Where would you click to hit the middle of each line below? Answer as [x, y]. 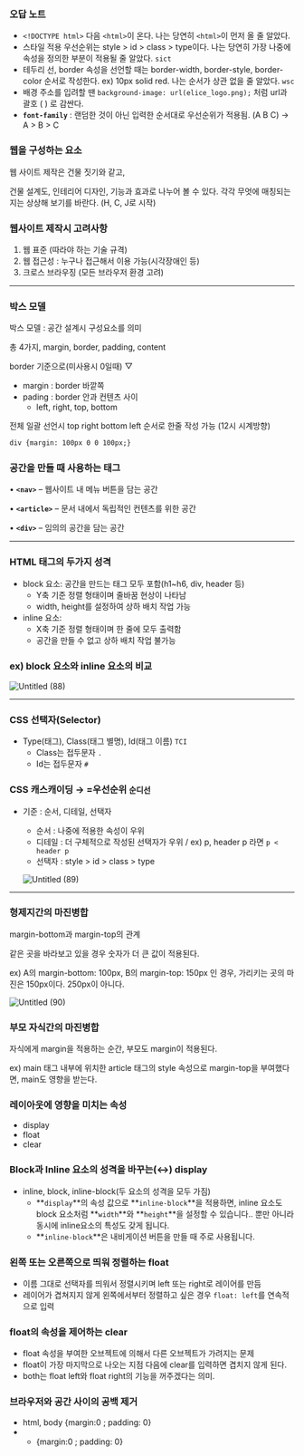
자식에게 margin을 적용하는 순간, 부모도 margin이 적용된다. [114, 1049]
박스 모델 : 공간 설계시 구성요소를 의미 [76, 328]
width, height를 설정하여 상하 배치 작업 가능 [114, 606]
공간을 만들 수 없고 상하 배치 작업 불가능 [106, 640]
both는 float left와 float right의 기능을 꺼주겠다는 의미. [119, 1376]
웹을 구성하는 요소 [46, 150]
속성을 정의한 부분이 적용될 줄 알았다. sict [97, 58]
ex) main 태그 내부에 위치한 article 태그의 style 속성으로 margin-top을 [134, 1068]
